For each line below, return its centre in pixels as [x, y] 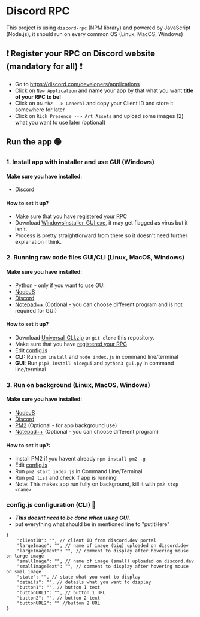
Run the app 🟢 [34, 142]
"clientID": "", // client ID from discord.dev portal [87, 540]
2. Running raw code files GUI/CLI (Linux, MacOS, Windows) [95, 258]
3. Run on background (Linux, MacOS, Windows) [78, 385]
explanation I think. [38, 242]
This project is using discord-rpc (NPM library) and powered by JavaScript [99, 28]
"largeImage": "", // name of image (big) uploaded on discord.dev [103, 546]
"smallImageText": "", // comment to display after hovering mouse [103, 567]
